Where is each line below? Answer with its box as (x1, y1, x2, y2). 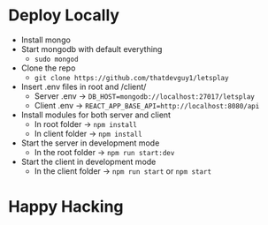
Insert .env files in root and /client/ (20, 81, 147, 92)
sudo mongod (34, 55, 79, 64)
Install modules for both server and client (20, 109, 172, 120)
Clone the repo (20, 63, 76, 73)
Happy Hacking (8, 197, 125, 217)
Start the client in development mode (20, 156, 157, 167)
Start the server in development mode (20, 138, 160, 148)
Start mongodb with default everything (20, 43, 163, 54)
